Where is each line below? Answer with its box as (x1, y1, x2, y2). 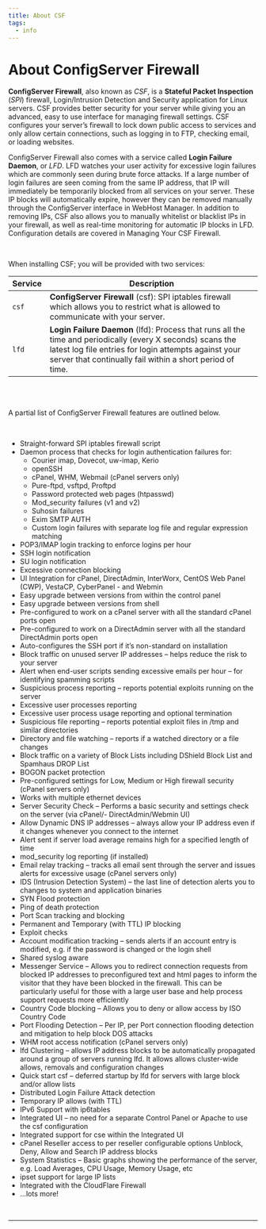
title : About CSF (8, 11, 66, 20)
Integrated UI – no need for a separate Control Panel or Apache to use (19, 1113, 248, 1123)
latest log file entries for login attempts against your (49, 344, 241, 355)
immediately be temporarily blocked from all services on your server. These (8, 186, 255, 196)
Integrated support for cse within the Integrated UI (19, 1130, 184, 1139)
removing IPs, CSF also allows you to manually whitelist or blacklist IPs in (8, 212, 246, 221)
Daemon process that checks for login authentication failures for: (19, 447, 232, 457)
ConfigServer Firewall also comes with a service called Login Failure (8, 152, 232, 163)
